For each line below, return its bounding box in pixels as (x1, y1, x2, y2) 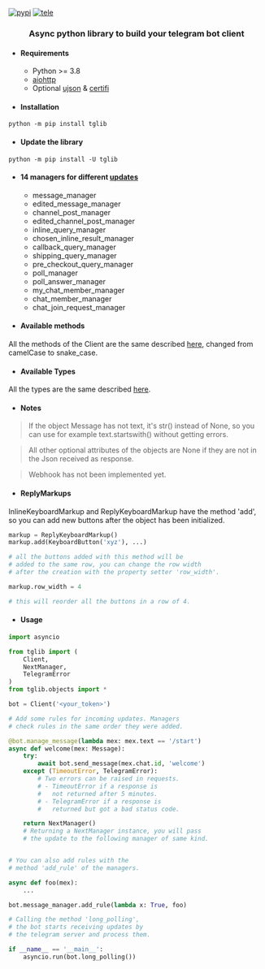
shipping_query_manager (32, 250, 117, 260)
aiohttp (32, 75, 57, 84)
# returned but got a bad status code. (37, 805, 180, 813)
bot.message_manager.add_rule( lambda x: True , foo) (8, 901, 187, 909)
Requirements (20, 48, 69, 58)
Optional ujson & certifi (32, 84, 110, 93)
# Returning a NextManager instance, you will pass (23, 827, 202, 836)
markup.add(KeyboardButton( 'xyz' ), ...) (8, 539, 148, 547)
